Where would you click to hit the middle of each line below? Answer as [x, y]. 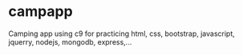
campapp [41, 12]
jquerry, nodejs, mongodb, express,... [70, 41]
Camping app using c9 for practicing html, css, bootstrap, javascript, [121, 33]
